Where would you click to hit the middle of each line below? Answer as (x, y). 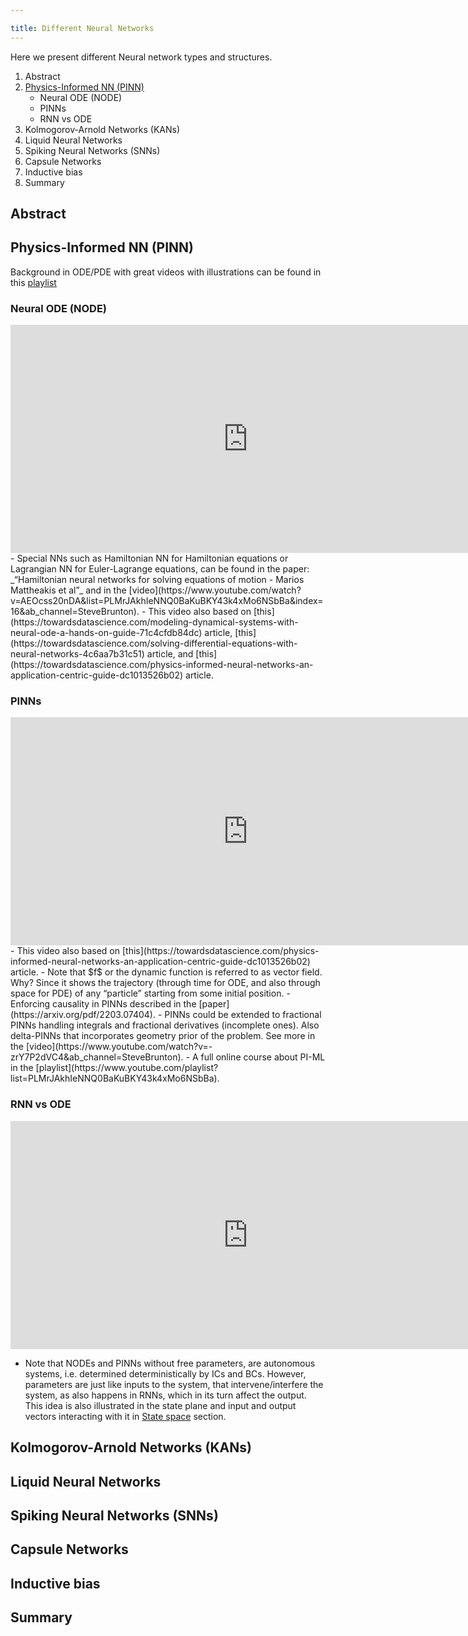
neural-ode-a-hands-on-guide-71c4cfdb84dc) (106, 633)
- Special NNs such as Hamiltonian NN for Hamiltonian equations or (149, 558)
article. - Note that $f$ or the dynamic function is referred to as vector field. (166, 972)
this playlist (33, 282)
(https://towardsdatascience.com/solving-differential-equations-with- (154, 643)
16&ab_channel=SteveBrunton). (75, 612)
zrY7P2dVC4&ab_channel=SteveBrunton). (97, 1057)
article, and (170, 654)
